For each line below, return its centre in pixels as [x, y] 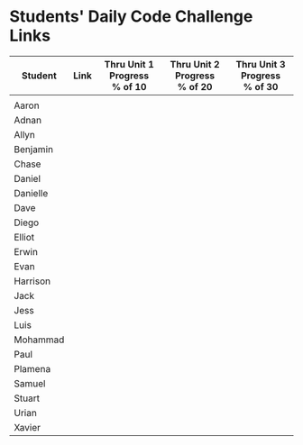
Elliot [24, 237]
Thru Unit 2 [195, 64]
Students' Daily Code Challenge [131, 17]
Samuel [30, 383]
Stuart [27, 398]
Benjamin [34, 149]
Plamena [32, 368]
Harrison [32, 281]
